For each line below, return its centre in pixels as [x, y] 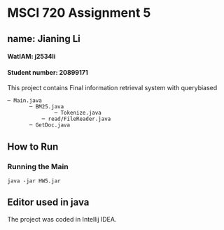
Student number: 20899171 [48, 72]
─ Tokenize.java [78, 113]
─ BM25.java [47, 107]
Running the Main [38, 166]
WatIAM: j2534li [31, 57]
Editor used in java [48, 202]
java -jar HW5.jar [34, 181]
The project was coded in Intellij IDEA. [62, 219]
